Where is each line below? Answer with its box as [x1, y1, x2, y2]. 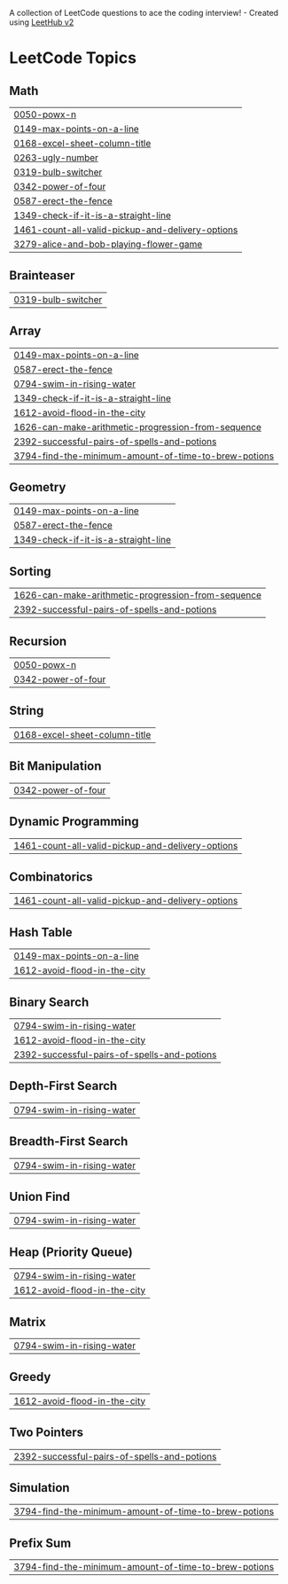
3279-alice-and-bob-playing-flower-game [13, 239, 203, 250]
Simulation [9, 1480, 70, 1495]
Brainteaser [9, 268, 75, 283]
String [9, 703, 44, 718]
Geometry [9, 480, 66, 495]
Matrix [9, 1314, 46, 1329]
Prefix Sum [9, 1535, 72, 1550]
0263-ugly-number [13, 152, 99, 163]
